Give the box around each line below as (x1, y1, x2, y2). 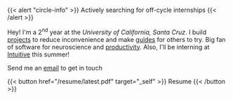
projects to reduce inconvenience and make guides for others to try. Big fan (7, 35, 226, 43)
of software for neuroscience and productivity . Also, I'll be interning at (7, 43, 210, 51)
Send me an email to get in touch (7, 63, 103, 72)
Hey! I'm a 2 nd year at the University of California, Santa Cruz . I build (7, 26, 207, 36)
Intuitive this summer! (7, 50, 70, 59)
